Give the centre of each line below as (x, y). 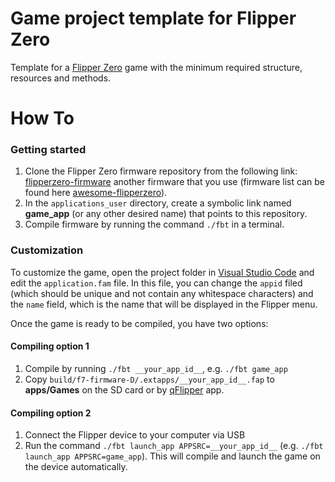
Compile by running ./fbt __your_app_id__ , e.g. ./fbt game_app (156, 368)
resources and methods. (61, 78)
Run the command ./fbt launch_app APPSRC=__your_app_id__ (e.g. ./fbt (174, 446)
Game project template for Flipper (153, 18)
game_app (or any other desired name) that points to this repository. (166, 214)
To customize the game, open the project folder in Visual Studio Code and (162, 272)
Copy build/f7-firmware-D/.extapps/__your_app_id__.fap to (149, 379)
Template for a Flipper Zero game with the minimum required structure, (156, 67)
